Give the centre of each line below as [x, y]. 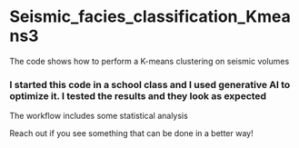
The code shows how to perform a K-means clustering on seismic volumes [149, 61]
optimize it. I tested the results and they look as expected [138, 95]
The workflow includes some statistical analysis [99, 116]
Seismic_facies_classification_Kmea [150, 17]
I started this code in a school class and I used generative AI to [150, 84]
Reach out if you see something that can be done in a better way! [131, 133]
